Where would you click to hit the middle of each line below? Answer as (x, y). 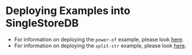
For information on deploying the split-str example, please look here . (100, 46)
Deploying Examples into (68, 11)
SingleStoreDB (42, 23)
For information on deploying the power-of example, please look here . (99, 39)
